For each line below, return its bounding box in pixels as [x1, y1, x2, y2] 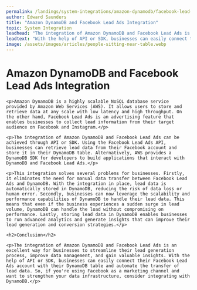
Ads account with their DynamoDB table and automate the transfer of [6, 262, 180, 269]
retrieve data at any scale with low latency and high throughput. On [6, 109, 182, 114]
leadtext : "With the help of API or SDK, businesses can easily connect [6, 36, 188, 42]
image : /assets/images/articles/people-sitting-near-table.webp [6, 42, 167, 48]
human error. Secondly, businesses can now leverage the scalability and [6, 191, 191, 197]
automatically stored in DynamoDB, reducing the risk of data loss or [6, 186, 182, 191]
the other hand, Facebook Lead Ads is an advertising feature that [6, 114, 175, 120]
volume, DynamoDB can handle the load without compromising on [6, 206, 164, 212]
